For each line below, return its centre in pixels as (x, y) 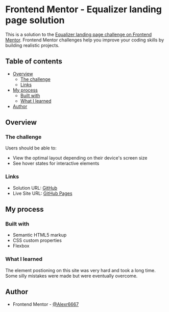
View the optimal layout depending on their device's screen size (80, 158)
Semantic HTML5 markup (40, 235)
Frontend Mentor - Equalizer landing (84, 9)
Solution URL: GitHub (35, 188)
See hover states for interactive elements (56, 163)
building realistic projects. (32, 45)
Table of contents (34, 62)
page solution (35, 20)
